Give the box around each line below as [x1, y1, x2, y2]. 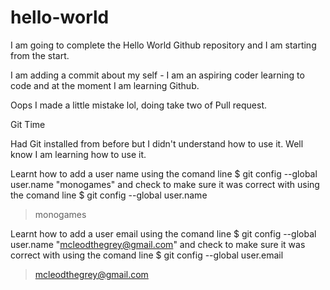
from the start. [10, 49, 70, 61]
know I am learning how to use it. [10, 148, 147, 160]
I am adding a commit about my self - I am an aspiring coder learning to [10, 69, 305, 81]
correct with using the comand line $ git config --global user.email [10, 249, 284, 261]
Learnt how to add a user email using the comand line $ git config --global [10, 227, 317, 240]
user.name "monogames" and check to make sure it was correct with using [10, 178, 320, 190]
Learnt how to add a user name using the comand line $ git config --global [10, 167, 318, 180]
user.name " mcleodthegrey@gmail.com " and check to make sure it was [10, 238, 306, 250]
